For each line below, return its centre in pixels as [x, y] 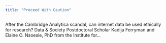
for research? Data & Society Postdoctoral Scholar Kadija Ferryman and [80, 30]
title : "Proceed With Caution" [38, 10]
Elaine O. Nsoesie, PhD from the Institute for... [53, 35]
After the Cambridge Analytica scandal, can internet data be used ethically [83, 24]
